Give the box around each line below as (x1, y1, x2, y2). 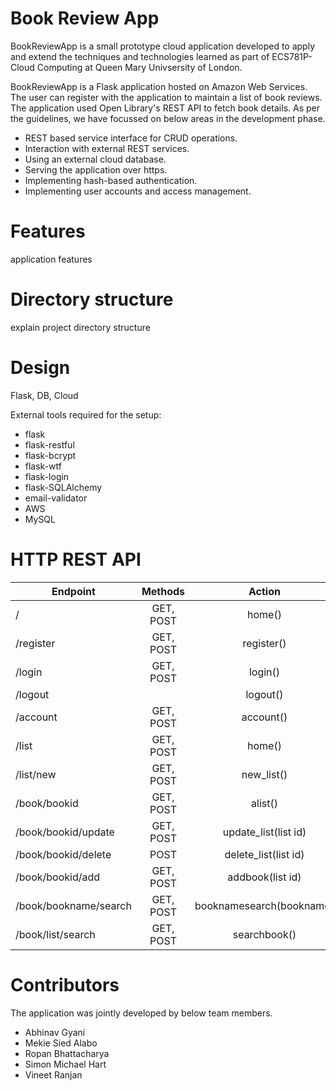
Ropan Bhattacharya (24, 1047, 110, 1059)
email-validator (24, 492, 88, 504)
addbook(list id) (227, 870, 302, 884)
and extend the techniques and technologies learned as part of (10, 50, 270, 62)
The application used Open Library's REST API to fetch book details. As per (10, 102, 320, 114)
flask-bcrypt (24, 449, 77, 461)
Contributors (10, 973, 120, 996)
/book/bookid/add (15, 870, 101, 884)
